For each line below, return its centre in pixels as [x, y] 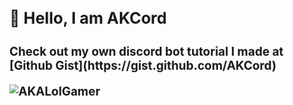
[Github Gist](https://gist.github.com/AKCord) [143, 65]
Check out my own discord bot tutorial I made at [146, 52]
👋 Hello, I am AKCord [88, 18]
